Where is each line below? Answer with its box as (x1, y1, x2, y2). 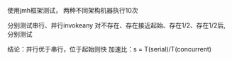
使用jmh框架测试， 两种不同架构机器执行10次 (7, 6, 138, 14)
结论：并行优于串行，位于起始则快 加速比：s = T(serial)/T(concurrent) (7, 45, 211, 53)
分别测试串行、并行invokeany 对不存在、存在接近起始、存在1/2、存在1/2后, (7, 21, 226, 30)
